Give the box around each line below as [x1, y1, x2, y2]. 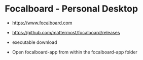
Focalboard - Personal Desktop [5, 3, 138, 15]
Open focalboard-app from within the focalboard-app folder [12, 49, 138, 55]
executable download [12, 39, 57, 45]
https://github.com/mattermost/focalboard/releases [12, 29, 120, 35]
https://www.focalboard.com [12, 20, 73, 26]
